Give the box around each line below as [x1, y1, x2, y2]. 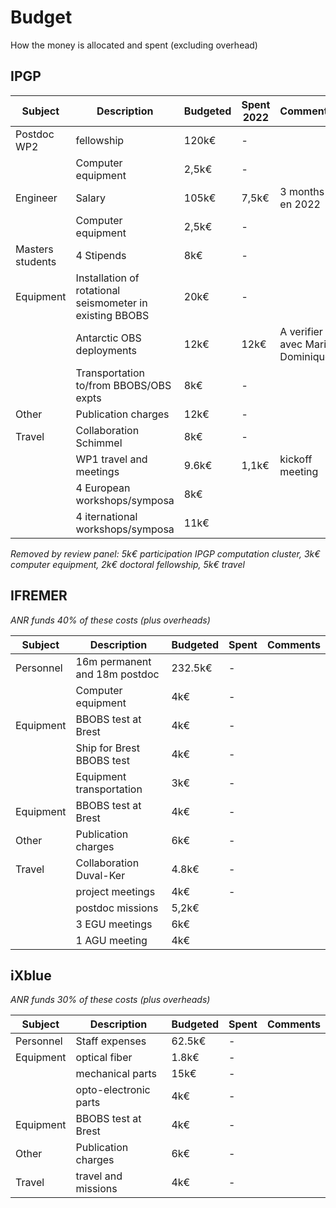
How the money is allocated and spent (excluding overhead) [10, 39, 258, 51]
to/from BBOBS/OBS [75, 378, 172, 392]
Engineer [15, 191, 58, 205]
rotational [75, 283, 121, 297]
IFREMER [10, 587, 68, 605]
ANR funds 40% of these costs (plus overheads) [10, 614, 211, 626]
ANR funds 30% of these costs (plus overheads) [10, 994, 211, 1006]
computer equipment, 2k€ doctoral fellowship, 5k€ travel [10, 558, 245, 570]
